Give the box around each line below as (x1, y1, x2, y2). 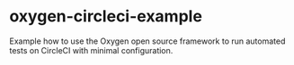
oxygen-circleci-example (9, 6, 202, 27)
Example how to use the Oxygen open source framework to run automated (9, 36, 286, 46)
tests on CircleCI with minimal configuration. (9, 45, 174, 55)
